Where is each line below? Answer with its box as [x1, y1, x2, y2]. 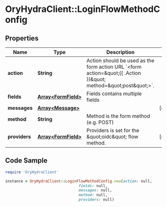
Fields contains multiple [86, 90, 142, 97]
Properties [5, 34, 39, 42]
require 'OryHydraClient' [5, 170, 59, 175]
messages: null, [79, 188, 112, 193]
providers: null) [79, 197, 114, 203]
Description [106, 49, 135, 55]
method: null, [79, 193, 108, 198]
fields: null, [79, 183, 108, 188]
